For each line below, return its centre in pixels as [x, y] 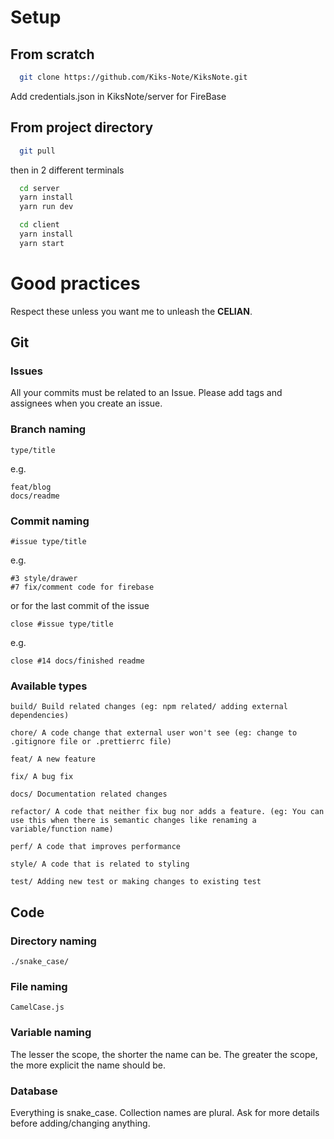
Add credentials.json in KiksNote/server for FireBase [118, 96]
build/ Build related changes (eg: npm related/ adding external [149, 707]
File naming [39, 986]
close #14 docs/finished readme [77, 661]
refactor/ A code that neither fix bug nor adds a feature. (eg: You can [167, 812]
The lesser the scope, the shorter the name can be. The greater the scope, [164, 1054]
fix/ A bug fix [42, 777]
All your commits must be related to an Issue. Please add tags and [146, 393]
